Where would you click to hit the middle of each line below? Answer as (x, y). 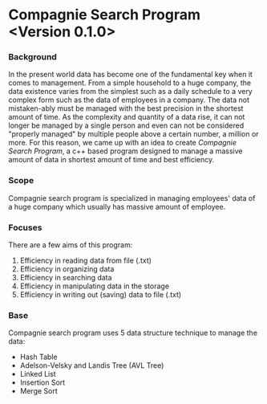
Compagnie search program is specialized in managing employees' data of (132, 198)
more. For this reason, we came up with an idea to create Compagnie (123, 143)
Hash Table (38, 357)
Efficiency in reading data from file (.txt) (86, 261)
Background (33, 57)
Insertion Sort (42, 382)
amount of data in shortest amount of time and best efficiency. (111, 160)
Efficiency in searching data (66, 278)
